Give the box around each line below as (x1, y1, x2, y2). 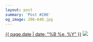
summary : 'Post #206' (5, 12, 51, 17)
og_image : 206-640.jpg (5, 17, 53, 22)
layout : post (5, 7, 33, 13)
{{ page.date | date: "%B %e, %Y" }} (5, 31, 82, 37)
